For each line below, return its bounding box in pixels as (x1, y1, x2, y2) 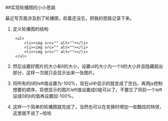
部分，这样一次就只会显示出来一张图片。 (12, 70, 97, 75)
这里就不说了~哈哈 (12, 110, 52, 116)
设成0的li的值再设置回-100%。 (12, 93, 76, 99)
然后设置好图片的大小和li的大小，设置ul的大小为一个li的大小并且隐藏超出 (12, 63, 163, 69)
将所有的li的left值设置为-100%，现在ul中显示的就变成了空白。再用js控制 (12, 80, 163, 86)
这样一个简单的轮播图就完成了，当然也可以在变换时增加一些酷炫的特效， (12, 104, 164, 110)
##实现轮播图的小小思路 (5, 5, 56, 10)
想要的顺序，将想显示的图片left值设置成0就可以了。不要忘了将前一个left (12, 87, 162, 93)
